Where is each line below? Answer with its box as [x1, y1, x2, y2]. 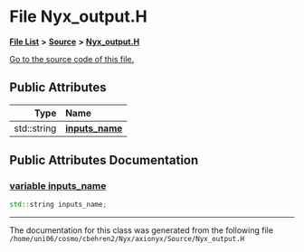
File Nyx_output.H [9, 6, 147, 27]
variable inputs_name [9, 180, 107, 192]
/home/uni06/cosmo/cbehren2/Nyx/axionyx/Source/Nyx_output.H [9, 235, 245, 244]
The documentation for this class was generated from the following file [9, 225, 274, 236]
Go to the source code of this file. [9, 53, 135, 64]
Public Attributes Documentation [9, 153, 199, 168]
